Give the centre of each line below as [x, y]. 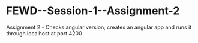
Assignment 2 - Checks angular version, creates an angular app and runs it [99, 27]
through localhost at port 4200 [44, 33]
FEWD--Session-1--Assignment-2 [93, 11]
